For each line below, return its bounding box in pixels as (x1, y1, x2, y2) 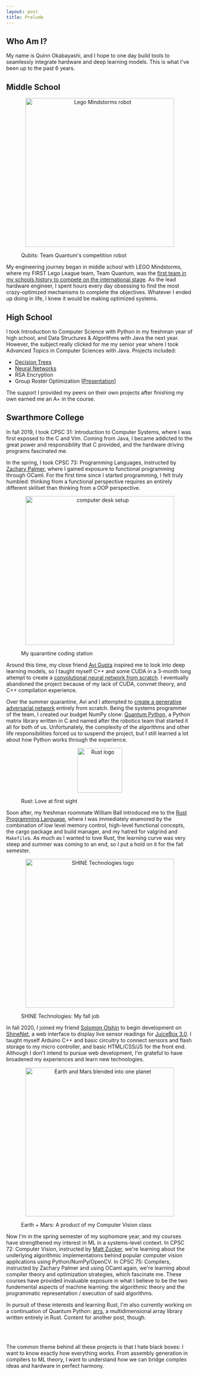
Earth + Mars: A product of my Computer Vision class (21, 1221, 152, 1228)
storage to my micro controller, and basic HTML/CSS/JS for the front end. (6, 1043, 186, 1050)
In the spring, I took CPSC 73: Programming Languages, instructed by (6, 459, 176, 466)
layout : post (6, 8, 39, 15)
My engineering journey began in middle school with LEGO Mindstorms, (6, 263, 182, 271)
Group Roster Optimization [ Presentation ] (14, 377, 116, 385)
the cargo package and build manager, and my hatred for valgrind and (6, 828, 178, 835)
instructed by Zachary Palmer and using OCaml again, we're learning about (6, 1264, 190, 1271)
